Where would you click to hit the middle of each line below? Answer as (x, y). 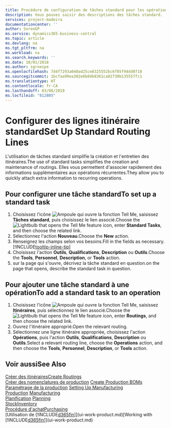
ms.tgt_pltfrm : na (25, 48)
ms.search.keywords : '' (31, 57)
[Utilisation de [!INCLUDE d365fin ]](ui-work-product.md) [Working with (79, 414)
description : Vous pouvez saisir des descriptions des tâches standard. (84, 15)
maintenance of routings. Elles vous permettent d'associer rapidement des (83, 167)
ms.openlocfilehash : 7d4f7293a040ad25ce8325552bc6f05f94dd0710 (74, 72)
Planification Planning (28, 398)
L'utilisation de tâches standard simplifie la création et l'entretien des (77, 157)
